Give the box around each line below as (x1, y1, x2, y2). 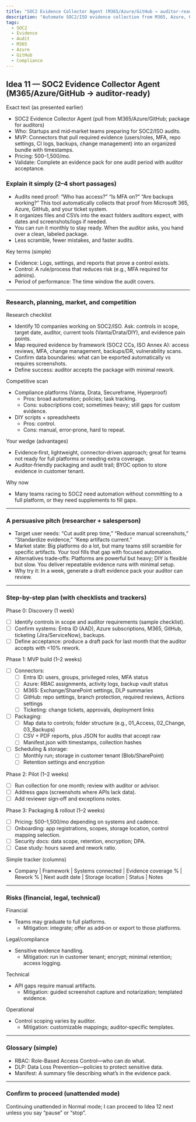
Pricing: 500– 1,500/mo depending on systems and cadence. (14, 818, 159, 825)
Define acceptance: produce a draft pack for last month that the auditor (14, 638, 187, 645)
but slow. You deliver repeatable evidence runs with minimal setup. (14, 561, 176, 568)
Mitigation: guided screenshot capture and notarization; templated (23, 988, 183, 996)
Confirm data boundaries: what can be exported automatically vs (14, 354, 171, 361)
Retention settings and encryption (23, 759, 105, 766)
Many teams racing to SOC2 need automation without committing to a (14, 490, 183, 497)
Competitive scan (6, 377, 48, 384)
